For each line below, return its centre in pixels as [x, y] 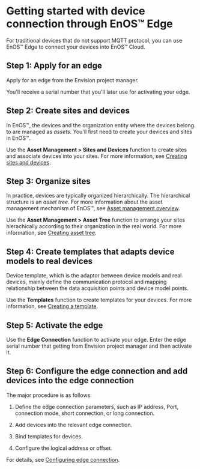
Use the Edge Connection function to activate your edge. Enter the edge [96, 340]
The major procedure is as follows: [49, 395]
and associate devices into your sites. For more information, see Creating [97, 156]
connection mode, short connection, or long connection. [85, 413]
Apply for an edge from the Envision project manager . [73, 80]
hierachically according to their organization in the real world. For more [94, 226]
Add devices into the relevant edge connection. [74, 425]
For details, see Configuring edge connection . [63, 459]
